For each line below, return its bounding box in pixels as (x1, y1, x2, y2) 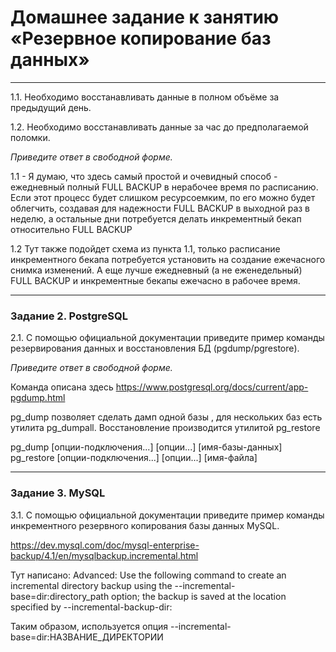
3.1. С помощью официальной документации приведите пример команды (10, 509, 325, 521)
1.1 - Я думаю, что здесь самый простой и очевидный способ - (10, 170, 278, 182)
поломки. (10, 131, 51, 143)
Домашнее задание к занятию (10, 6, 280, 29)
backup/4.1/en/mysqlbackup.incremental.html (10, 549, 199, 561)
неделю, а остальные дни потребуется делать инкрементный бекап (10, 212, 302, 225)
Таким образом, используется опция (10, 620, 169, 632)
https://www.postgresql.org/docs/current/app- (115, 381, 309, 393)
